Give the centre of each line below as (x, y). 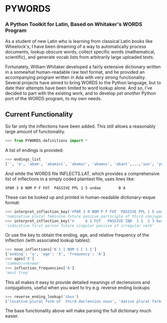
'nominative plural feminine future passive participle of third (74, 216)
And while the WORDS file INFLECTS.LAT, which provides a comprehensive (83, 173)
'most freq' (17, 273)
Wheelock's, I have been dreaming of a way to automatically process (76, 47)
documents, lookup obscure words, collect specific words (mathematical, (80, 52)
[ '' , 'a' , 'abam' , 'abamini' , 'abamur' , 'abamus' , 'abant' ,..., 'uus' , (80, 164)
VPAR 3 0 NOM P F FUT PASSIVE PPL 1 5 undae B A (65, 188)
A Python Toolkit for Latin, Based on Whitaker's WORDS (74, 24)
